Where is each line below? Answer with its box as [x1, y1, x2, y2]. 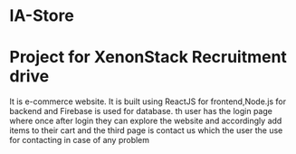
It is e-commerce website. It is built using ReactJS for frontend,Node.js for [9, 96, 287, 107]
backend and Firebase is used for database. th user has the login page [9, 106, 273, 117]
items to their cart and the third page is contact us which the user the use [9, 125, 283, 136]
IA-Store [9, 5, 74, 26]
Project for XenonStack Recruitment [9, 47, 288, 68]
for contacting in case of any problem [9, 135, 150, 146]
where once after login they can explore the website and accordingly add [9, 115, 282, 127]
